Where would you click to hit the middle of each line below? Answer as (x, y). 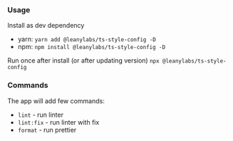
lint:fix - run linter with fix (58, 122)
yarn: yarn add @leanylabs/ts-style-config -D (87, 39)
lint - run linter (41, 115)
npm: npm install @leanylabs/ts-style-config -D (92, 47)
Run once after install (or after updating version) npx (83, 61)
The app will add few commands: (56, 100)
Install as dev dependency (46, 26)
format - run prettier (47, 130)
